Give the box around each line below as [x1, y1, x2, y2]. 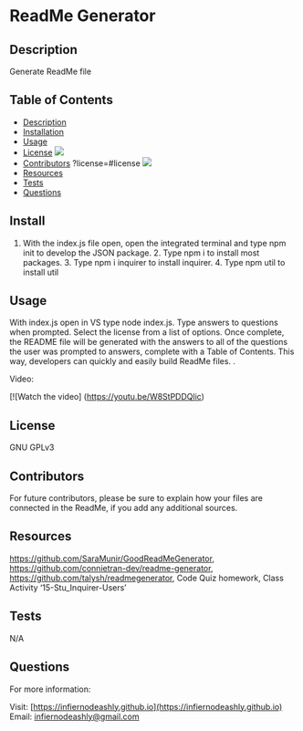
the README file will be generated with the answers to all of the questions [9, 337, 288, 348]
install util [22, 266, 59, 277]
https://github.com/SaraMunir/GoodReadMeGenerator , [9, 553, 214, 564]
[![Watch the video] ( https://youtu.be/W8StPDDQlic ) [9, 392, 205, 402]
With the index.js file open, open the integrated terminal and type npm [22, 237, 287, 248]
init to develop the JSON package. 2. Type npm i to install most [22, 247, 260, 258]
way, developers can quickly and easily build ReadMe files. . [9, 356, 235, 367]
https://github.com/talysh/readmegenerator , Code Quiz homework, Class [9, 572, 285, 583]
